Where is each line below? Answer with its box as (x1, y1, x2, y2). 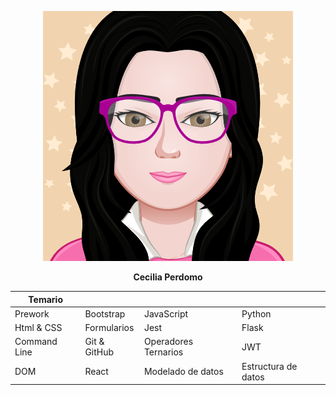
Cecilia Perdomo (133, 271, 203, 283)
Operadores (143, 336, 194, 348)
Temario (28, 293, 63, 305)
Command (14, 336, 58, 348)
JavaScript (143, 307, 189, 320)
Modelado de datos (143, 366, 224, 377)
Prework (14, 307, 50, 320)
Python (241, 307, 272, 320)
